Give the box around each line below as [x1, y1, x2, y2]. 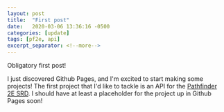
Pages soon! [7, 97, 43, 104]
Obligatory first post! [7, 62, 67, 69]
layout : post [7, 10, 45, 17]
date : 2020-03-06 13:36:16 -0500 [7, 23, 110, 30]
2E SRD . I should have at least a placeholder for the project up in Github [7, 89, 212, 97]
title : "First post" [7, 17, 70, 24]
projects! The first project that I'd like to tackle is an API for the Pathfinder [7, 82, 217, 90]
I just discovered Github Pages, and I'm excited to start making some [7, 75, 203, 83]
